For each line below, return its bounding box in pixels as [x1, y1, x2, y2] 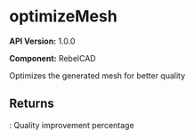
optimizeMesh [9, 6, 117, 27]
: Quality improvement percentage [9, 119, 135, 130]
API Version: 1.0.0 [9, 36, 76, 46]
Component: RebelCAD [9, 53, 96, 63]
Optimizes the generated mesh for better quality [9, 69, 186, 81]
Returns [9, 96, 55, 111]
